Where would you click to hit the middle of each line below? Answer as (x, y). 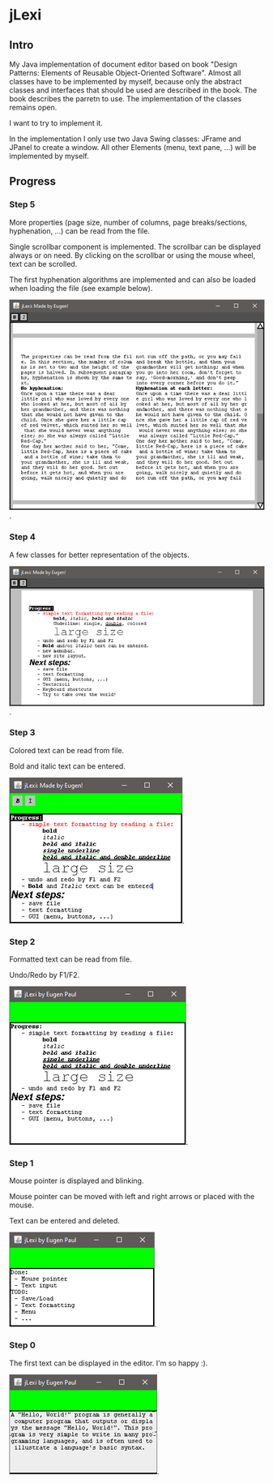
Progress (32, 181)
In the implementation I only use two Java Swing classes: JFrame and (125, 139)
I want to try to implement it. (56, 123)
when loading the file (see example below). (81, 288)
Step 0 (22, 1345)
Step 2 (22, 941)
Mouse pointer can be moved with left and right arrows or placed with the (132, 1197)
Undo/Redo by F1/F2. (45, 975)
